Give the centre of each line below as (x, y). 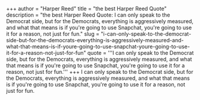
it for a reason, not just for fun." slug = (53, 34)
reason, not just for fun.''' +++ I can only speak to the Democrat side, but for (100, 72)
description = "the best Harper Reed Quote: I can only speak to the (88, 15)
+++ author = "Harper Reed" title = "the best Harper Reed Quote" (86, 9)
